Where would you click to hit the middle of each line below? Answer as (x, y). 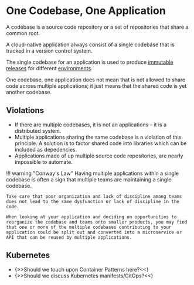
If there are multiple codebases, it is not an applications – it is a (91, 125)
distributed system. (38, 131)
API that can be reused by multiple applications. (69, 237)
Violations (25, 110)
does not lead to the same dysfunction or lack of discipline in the (93, 201)
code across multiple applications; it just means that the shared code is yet (96, 85)
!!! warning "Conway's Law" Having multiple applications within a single (93, 173)
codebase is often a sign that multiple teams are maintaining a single (89, 179)
